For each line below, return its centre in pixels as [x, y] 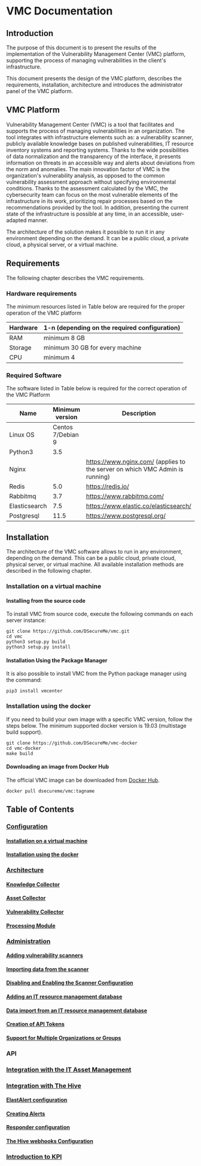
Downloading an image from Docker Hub [58, 767]
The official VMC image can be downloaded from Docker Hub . [83, 780]
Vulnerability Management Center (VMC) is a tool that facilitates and [90, 124]
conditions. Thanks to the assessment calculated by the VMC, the [87, 188]
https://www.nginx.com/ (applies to [135, 462]
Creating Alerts [26, 1113]
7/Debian [66, 435]
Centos [63, 427]
